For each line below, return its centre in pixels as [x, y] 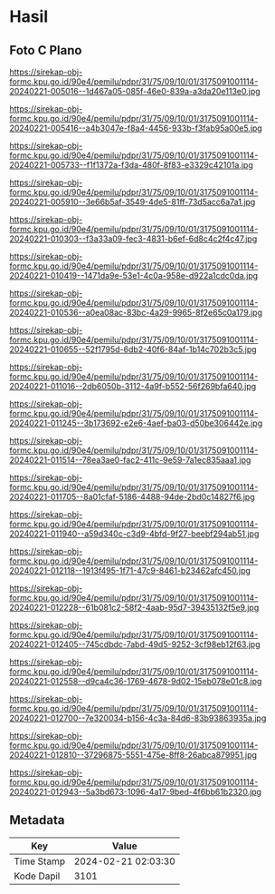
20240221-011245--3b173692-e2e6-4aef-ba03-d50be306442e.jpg [136, 423]
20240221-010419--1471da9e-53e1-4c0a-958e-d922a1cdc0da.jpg [134, 275]
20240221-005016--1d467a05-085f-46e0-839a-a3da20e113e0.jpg [135, 91]
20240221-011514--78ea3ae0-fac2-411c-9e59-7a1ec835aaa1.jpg [130, 460]
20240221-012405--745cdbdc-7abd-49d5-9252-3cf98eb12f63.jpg [135, 644]
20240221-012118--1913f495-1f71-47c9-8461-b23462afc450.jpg [130, 570]
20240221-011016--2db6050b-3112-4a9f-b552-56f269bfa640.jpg [133, 386]
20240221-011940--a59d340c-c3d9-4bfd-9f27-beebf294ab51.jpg [134, 534]
